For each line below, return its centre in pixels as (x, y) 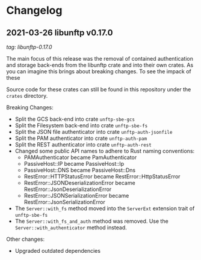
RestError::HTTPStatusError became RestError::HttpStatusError (102, 177)
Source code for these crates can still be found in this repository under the (99, 89)
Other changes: (26, 239)
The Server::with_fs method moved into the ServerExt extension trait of (105, 208)
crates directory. (27, 96)
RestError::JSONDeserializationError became (79, 183)
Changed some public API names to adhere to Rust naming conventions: (105, 151)
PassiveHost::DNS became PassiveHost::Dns (80, 170)
